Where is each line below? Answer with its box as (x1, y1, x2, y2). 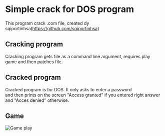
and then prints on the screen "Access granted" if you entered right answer (5, 92, 160, 98)
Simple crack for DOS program (5, 4, 134, 15)
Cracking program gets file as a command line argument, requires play (5, 53, 150, 59)
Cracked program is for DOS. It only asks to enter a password (5, 86, 132, 92)
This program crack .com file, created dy (5, 20, 89, 26)
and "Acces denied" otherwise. (5, 97, 69, 103)
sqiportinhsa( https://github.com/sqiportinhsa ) (5, 25, 99, 31)
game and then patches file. (5, 59, 63, 65)
